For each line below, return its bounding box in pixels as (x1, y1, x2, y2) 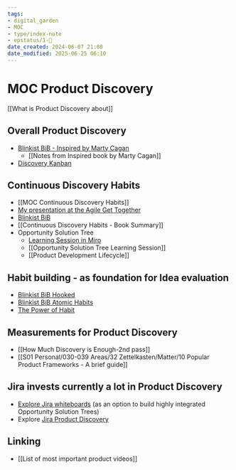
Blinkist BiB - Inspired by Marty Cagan (17, 144, 129, 152)
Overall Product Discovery (7, 125, 127, 137)
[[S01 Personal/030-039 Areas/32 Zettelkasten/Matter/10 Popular (17, 353, 210, 361)
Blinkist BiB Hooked (17, 291, 75, 299)
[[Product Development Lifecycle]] (28, 251, 130, 260)
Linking (7, 435, 41, 448)
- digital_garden (7, 17, 59, 24)
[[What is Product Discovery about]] (7, 104, 114, 112)
